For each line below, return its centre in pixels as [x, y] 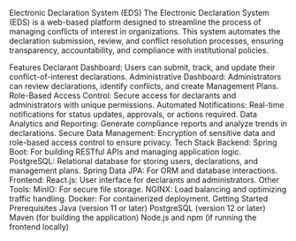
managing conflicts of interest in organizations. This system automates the [145, 31]
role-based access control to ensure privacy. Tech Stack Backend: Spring [143, 142]
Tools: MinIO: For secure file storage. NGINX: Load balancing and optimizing [148, 189]
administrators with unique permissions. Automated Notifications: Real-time [147, 105]
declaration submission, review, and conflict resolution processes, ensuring [147, 41]
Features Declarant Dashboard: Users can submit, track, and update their [142, 67]
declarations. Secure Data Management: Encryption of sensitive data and [142, 133]
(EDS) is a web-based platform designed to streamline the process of [135, 22]
